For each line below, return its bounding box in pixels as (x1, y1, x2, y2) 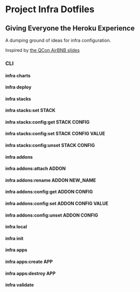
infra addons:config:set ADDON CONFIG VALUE (5, 200, 108, 207)
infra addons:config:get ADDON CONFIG (5, 189, 93, 195)
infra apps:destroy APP (5, 270, 56, 276)
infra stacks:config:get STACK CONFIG (5, 119, 90, 125)
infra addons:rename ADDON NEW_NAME (5, 177, 96, 183)
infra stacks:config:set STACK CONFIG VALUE (5, 131, 105, 137)
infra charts (5, 72, 31, 78)
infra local (5, 224, 27, 230)
